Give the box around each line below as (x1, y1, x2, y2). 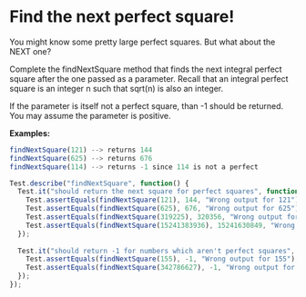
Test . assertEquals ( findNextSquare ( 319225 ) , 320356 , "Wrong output (25, 213, 283, 222)
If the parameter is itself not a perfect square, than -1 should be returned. (9, 100, 284, 111)
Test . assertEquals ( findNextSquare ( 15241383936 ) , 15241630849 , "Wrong (25, 221, 296, 230)
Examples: (9, 127, 50, 138)
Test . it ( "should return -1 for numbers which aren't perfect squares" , (17, 246, 296, 255)
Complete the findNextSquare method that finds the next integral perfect (9, 64, 282, 74)
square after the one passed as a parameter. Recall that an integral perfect (9, 73, 289, 84)
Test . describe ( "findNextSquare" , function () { (9, 179, 189, 188)
